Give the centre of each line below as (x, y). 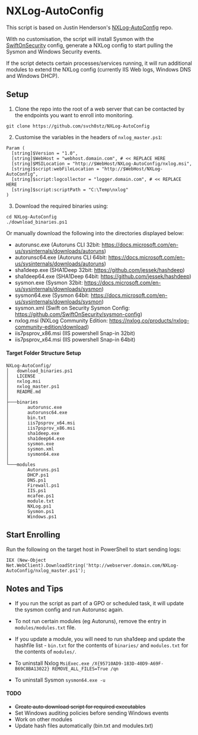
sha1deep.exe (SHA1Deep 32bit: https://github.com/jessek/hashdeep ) (100, 270)
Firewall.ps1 (44, 485)
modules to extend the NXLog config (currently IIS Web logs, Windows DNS (99, 69)
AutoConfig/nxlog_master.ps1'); (46, 570)
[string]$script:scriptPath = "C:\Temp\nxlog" (70, 190)
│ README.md (24, 392)
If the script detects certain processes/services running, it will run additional (99, 63)
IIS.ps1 (37, 490)
